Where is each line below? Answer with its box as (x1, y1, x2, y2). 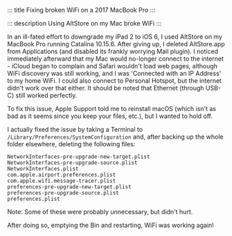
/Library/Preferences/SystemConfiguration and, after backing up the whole (7, 132, 224, 141)
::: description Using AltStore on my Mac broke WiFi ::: (7, 19, 162, 27)
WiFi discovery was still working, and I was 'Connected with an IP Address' (7, 69, 222, 77)
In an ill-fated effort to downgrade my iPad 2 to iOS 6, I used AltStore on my (7, 32, 223, 41)
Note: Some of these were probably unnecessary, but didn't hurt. (7, 208, 193, 216)
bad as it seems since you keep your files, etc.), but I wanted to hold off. (7, 112, 213, 120)
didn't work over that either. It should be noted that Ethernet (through (7, 84, 204, 92)
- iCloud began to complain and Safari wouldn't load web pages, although (7, 62, 218, 70)
